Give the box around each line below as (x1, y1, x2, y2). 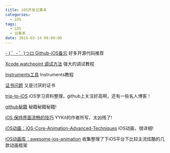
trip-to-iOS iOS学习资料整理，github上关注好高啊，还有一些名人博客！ (5, 93, 152, 99)
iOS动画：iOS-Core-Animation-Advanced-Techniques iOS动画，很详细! (5, 125, 154, 131)
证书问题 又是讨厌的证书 (5, 82, 56, 88)
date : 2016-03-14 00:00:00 (5, 36, 62, 41)
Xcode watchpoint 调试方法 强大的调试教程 (5, 61, 95, 67)
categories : (5, 12, 30, 17)
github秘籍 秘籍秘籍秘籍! (5, 104, 57, 110)
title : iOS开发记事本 (5, 7, 47, 13)
